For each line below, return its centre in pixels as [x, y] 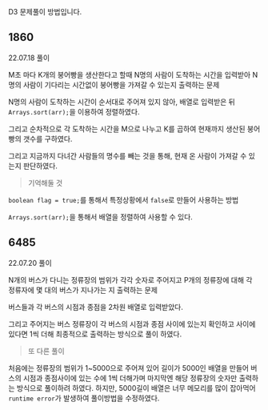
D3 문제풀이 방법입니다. [45, 12]
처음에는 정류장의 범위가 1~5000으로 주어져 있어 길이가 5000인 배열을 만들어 [129, 368]
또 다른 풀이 [46, 351]
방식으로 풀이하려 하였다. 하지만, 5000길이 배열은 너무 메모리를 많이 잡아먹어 [136, 388]
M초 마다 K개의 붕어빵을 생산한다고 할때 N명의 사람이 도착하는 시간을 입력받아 [130, 74]
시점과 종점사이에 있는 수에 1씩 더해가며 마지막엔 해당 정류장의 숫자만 [130, 378]
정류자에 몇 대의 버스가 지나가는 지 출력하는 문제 [83, 290]
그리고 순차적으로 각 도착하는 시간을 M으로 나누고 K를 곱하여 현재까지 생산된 [127, 129]
